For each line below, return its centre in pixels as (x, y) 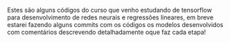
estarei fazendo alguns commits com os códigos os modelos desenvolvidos (115, 25)
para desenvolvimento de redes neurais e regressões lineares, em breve (110, 17)
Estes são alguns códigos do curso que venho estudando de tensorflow (110, 10)
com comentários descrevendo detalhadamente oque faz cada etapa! (107, 32)
